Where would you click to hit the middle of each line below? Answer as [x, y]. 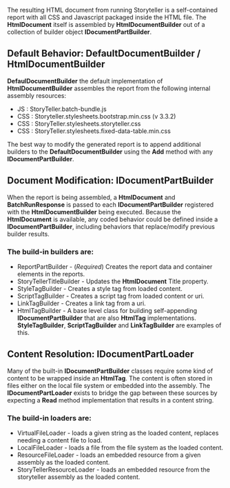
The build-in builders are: [51, 252]
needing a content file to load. [60, 440]
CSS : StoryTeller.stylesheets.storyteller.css [79, 123]
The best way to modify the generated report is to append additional [104, 144]
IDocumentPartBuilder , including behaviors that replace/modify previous [111, 226]
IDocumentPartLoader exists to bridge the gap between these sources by [113, 393]
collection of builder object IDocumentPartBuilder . [80, 32]
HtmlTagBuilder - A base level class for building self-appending [107, 310]
